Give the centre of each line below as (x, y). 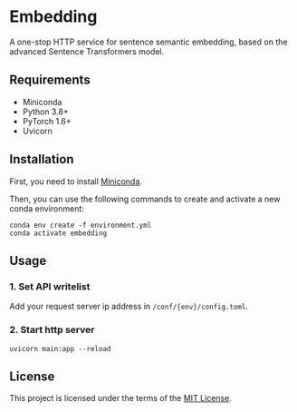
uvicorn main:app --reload (60, 348)
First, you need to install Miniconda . (76, 181)
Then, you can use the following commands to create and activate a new (145, 199)
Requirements (50, 80)
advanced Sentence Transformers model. (87, 51)
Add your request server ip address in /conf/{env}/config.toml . (129, 307)
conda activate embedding (58, 233)
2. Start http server (52, 330)
